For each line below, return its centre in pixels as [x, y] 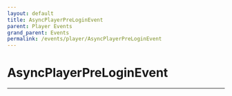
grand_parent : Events [38, 33]
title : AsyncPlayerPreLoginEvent [55, 20]
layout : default [30, 13]
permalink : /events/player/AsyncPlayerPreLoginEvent [85, 39]
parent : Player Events [40, 26]
